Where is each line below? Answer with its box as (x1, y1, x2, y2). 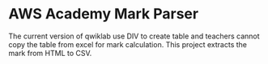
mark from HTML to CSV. (8, 48, 92, 58)
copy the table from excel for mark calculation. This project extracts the (8, 39, 248, 49)
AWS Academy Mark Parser (8, 5, 199, 23)
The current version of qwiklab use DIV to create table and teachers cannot (8, 31, 261, 41)
